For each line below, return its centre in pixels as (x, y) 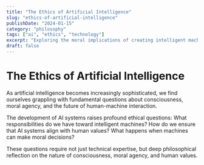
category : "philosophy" (36, 29)
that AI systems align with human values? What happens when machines (97, 130)
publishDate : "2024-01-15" (40, 23)
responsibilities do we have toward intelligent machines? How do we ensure (101, 124)
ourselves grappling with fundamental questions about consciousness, (95, 99)
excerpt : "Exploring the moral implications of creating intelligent (96, 40)
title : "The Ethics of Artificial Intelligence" (69, 12)
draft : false (23, 46)
